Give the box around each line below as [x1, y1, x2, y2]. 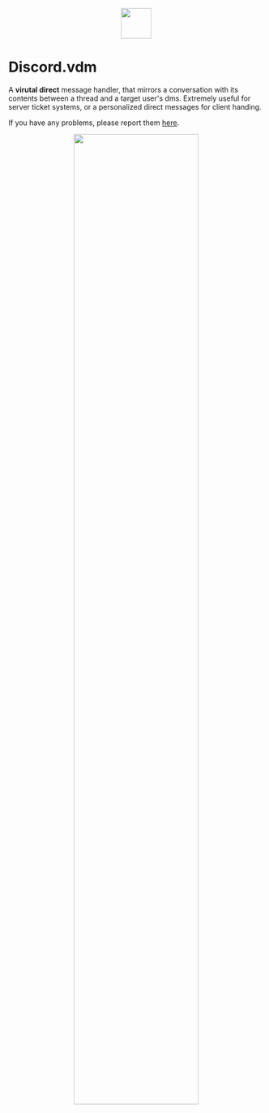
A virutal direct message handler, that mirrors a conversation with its [8, 84, 239, 94]
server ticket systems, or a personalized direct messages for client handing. [8, 102, 262, 111]
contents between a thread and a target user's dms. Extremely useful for [8, 93, 251, 103]
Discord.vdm [8, 58, 97, 76]
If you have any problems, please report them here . [8, 118, 180, 128]
